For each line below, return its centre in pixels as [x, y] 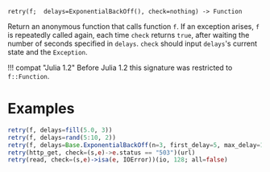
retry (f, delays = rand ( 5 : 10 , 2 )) [62, 137]
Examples [41, 109]
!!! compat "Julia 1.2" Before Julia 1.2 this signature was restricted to [120, 68]
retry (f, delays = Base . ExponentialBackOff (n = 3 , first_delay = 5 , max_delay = [134, 145]
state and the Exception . [48, 52]
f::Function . [29, 76]
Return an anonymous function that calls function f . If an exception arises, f [133, 27]
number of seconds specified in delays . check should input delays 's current [132, 43]
